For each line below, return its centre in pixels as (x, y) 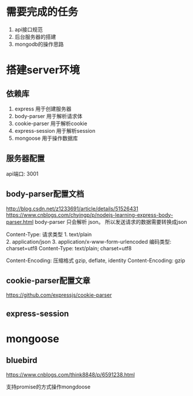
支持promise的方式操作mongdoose (48, 387)
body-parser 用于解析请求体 (48, 116)
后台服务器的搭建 (35, 36)
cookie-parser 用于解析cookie (51, 123)
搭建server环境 (43, 70)
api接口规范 (28, 29)
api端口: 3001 (22, 173)
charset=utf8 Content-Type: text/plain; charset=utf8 (69, 248)
